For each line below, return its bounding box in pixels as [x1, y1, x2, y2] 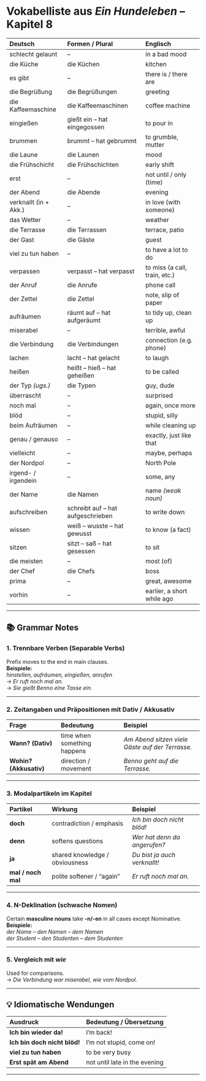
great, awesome [145, 577, 192, 585]
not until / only [145, 170, 187, 179]
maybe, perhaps [145, 448, 193, 457]
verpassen [9, 267, 40, 275]
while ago [145, 594, 174, 602]
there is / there [145, 69, 188, 78]
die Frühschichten [67, 160, 120, 169]
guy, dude [145, 381, 175, 390]
